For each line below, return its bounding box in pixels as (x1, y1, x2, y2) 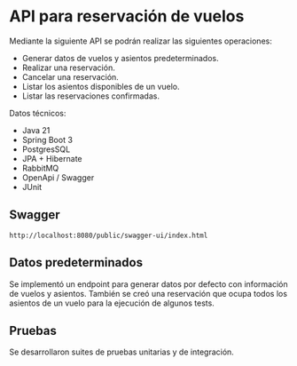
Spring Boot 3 (21, 134, 74, 145)
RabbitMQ (21, 163, 59, 173)
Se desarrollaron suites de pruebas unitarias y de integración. (9, 346, 235, 357)
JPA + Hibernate (21, 153, 82, 163)
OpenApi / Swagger (21, 171, 95, 183)
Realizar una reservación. (21, 62, 115, 73)
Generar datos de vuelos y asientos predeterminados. (21, 52, 219, 63)
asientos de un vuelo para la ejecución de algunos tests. (9, 298, 215, 308)
